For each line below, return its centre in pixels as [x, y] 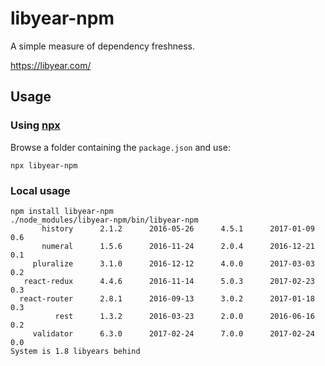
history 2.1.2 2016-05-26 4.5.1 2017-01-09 [178, 228]
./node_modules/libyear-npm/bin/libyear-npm [104, 220]
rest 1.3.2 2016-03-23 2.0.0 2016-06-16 [184, 316]
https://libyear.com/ [51, 65]
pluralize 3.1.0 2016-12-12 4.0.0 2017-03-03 [173, 263]
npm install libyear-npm [62, 211]
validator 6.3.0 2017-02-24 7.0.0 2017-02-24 [173, 333]
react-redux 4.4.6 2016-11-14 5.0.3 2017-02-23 [169, 281]
